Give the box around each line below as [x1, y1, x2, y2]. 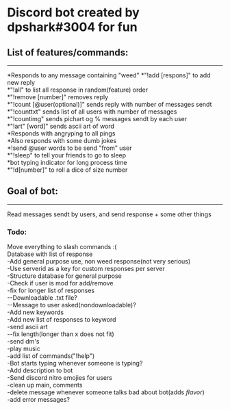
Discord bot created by [7, 5, 140, 21]
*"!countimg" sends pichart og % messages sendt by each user [7, 115, 188, 123]
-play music [7, 344, 41, 353]
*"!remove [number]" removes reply [7, 93, 109, 101]
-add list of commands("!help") [7, 352, 95, 360]
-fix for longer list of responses [7, 286, 94, 295]
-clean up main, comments [7, 381, 83, 389]
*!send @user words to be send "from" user [7, 144, 132, 152]
